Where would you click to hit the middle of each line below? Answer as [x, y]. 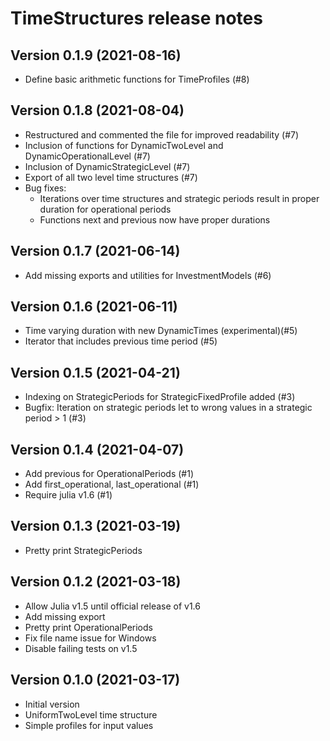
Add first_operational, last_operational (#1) [112, 484]
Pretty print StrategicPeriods [83, 550]
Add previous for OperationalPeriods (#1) [109, 474]
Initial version [52, 704]
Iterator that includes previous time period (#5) [121, 341]
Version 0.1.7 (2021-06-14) [95, 251]
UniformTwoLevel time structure [91, 714]
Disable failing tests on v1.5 [81, 648]
